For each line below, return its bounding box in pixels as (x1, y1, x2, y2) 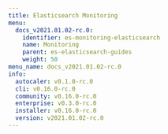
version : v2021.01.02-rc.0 (15, 114, 104, 122)
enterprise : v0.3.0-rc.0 (15, 99, 97, 107)
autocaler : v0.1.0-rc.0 (15, 77, 93, 85)
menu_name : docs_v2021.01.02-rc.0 (8, 63, 122, 71)
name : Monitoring (22, 41, 80, 49)
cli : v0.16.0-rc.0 (15, 84, 77, 93)
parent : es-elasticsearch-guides (22, 48, 133, 56)
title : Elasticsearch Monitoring (8, 11, 118, 20)
